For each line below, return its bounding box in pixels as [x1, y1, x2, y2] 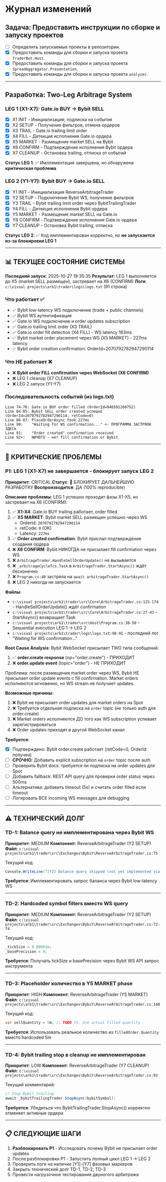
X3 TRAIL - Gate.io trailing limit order [12, 127, 87, 134]
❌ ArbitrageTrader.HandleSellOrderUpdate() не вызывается [12, 557, 136, 563]
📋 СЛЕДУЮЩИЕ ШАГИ [5, 1130, 82, 1138]
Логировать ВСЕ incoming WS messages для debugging [12, 795, 129, 801]
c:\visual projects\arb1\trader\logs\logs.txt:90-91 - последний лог [12, 630, 159, 636]
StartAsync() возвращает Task [12, 614, 76, 620]
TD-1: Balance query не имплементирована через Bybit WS [5, 829, 154, 836]
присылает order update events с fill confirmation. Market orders [5, 675, 138, 681]
